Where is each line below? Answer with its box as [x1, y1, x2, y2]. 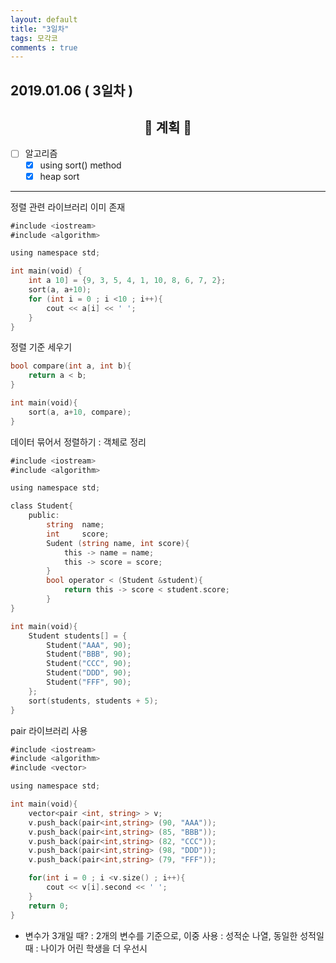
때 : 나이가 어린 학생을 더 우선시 [24, 942, 148, 954]
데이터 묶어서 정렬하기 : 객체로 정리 [10, 436, 147, 448]
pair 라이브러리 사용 [10, 724, 88, 736]
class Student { [10, 501, 74, 511]
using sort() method [39, 159, 122, 171]
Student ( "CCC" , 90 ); [46, 659, 132, 669]
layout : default [10, 14, 78, 25]
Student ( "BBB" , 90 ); [46, 649, 132, 660]
